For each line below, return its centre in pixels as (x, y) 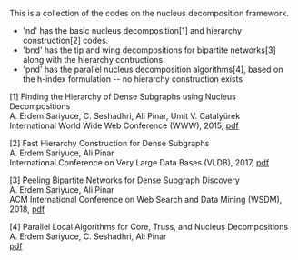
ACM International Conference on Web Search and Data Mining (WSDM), (146, 200)
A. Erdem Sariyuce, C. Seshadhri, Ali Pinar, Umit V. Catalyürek (125, 116)
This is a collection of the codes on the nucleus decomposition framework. (149, 13)
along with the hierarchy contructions (93, 60)
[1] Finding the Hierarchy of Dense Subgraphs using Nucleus (123, 96)
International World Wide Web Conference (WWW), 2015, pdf (124, 125)
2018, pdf (27, 209)
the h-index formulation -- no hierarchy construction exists (133, 79)
